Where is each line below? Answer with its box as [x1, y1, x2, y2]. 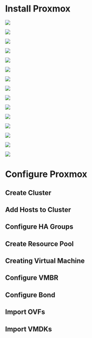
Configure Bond [5, 290, 56, 299]
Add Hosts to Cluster [5, 205, 71, 214]
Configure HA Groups [5, 223, 74, 231]
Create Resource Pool [5, 239, 74, 248]
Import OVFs [5, 308, 45, 316]
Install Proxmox [5, 3, 71, 15]
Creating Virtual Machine [5, 257, 85, 265]
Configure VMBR [5, 274, 59, 282]
